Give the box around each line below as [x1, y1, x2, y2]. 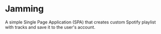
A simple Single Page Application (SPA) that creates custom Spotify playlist [5, 19, 156, 25]
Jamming [5, 3, 44, 14]
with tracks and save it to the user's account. [5, 24, 96, 30]
